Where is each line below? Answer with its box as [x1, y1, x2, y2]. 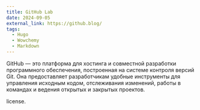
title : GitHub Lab [6, 9, 53, 15]
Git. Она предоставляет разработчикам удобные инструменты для [6, 73, 181, 80]
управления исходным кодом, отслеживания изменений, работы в [6, 79, 181, 86]
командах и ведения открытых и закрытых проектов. [6, 86, 145, 93]
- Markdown [12, 43, 40, 50]
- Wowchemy [12, 37, 40, 43]
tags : [6, 26, 20, 32]
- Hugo [12, 32, 29, 38]
